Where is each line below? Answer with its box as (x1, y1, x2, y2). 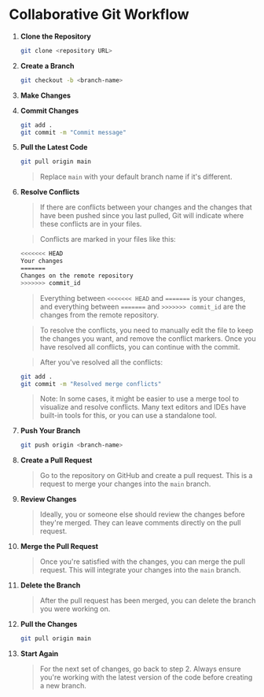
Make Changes (20, 91, 71, 100)
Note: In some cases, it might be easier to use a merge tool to (39, 394, 239, 403)
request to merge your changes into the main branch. (39, 479, 211, 489)
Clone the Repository (20, 32, 91, 41)
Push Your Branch (20, 426, 81, 436)
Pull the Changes (20, 620, 78, 629)
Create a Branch (20, 61, 75, 70)
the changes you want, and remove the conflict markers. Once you (39, 333, 256, 343)
